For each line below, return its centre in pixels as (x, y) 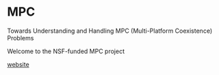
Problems (21, 37)
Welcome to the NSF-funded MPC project (66, 51)
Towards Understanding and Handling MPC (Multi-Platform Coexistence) (110, 31)
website (18, 64)
